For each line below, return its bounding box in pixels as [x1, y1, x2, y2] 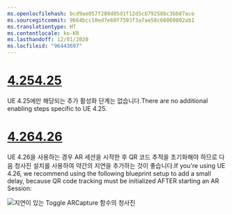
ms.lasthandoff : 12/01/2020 [7, 36, 89, 43]
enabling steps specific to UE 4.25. [7, 104, 108, 112]
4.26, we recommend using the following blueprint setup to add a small [7, 169, 211, 178]
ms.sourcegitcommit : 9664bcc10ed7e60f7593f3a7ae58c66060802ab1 [7, 17, 195, 24]
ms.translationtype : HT [7, 23, 77, 30]
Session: [7, 184, 33, 192]
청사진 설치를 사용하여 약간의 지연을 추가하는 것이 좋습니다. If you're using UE [14, 161, 226, 169]
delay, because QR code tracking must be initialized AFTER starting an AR [7, 176, 219, 185]
